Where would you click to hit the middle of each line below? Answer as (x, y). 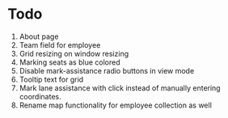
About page (39, 36)
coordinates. (40, 96)
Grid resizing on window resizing (74, 53)
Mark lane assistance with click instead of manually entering (120, 88)
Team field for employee (60, 44)
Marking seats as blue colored (70, 62)
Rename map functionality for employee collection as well (115, 105)
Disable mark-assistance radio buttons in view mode (107, 70)
